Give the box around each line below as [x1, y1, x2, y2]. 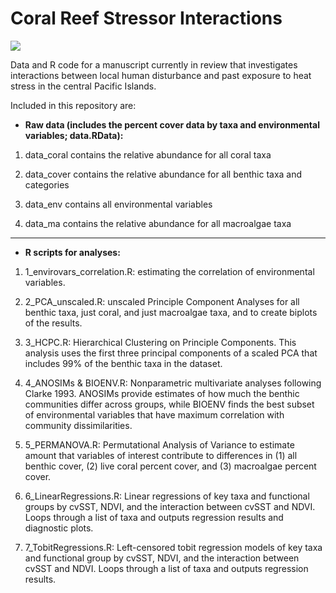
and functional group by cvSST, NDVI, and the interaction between [24, 552, 300, 564]
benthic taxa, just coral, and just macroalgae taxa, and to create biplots [24, 306, 318, 318]
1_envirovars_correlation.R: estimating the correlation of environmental [24, 265, 315, 277]
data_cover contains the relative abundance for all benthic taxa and [24, 168, 303, 180]
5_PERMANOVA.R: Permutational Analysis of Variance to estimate [24, 438, 295, 451]
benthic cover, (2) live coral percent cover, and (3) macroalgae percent [24, 460, 317, 472]
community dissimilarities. [24, 419, 133, 431]
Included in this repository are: [10, 99, 137, 111]
